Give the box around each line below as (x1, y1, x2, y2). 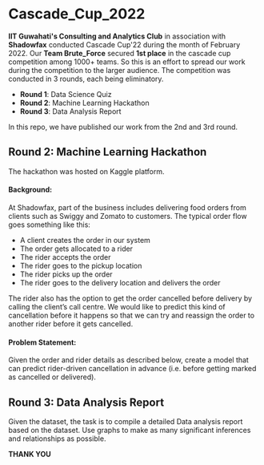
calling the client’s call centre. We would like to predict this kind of (8, 301, 226, 311)
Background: (8, 185, 53, 195)
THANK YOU (8, 449, 51, 459)
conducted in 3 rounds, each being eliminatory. (8, 74, 164, 83)
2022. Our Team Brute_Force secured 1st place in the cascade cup (8, 48, 231, 58)
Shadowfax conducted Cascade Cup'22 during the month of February (8, 39, 241, 49)
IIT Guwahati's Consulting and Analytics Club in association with (8, 31, 226, 41)
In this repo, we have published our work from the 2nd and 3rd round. (8, 122, 238, 131)
